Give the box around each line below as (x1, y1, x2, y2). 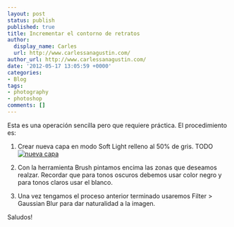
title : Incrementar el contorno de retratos (7, 30, 140, 37)
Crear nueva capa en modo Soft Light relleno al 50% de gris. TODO (17, 142, 214, 150)
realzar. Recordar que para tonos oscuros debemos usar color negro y (17, 170, 222, 179)
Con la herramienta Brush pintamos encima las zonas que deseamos (17, 163, 217, 171)
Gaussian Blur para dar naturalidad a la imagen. (17, 199, 156, 207)
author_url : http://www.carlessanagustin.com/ (7, 56, 147, 63)
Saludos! (7, 212, 33, 221)
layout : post (7, 10, 46, 18)
